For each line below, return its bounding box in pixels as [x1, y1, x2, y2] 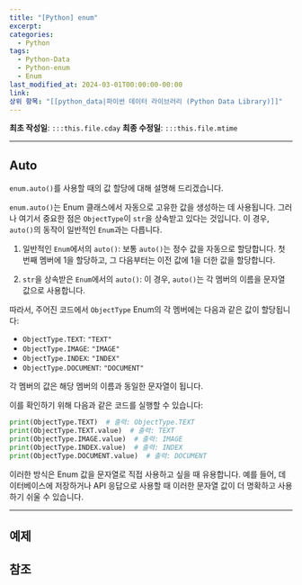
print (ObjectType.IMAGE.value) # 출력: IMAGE [9, 434, 183, 444]
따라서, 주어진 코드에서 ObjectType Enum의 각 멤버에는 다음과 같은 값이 [9, 304, 260, 315]
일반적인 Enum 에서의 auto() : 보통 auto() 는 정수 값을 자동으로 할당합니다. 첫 [22, 244, 286, 255]
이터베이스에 [9, 480, 54, 490]
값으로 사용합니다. [22, 285, 85, 296]
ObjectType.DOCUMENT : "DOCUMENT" [22, 362, 145, 373]
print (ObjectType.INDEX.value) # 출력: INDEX [9, 443, 183, 452]
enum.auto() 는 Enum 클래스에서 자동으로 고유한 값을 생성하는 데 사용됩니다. [9, 202, 276, 212]
